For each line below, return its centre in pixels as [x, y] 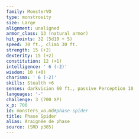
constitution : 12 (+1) [34, 61]
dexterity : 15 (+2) [30, 56]
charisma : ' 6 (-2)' [32, 77]
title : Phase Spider [32, 116]
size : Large [21, 22]
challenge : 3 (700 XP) [34, 99]
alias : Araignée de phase [38, 122]
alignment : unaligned [33, 28]
